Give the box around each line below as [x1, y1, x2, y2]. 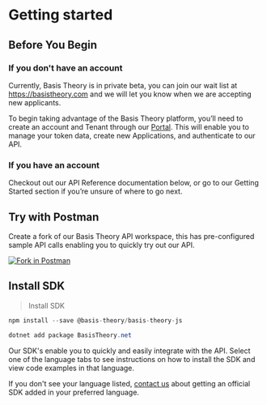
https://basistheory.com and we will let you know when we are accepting [8, 89, 252, 99]
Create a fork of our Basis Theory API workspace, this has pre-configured [8, 231, 255, 241]
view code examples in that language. [8, 363, 135, 373]
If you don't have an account [8, 62, 123, 74]
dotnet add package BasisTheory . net [8, 330, 132, 339]
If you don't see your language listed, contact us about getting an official [8, 378, 251, 388]
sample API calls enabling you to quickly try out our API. [8, 240, 195, 249]
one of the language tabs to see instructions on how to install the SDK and [8, 354, 256, 364]
